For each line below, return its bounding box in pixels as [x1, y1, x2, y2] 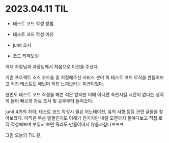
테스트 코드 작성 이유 [12, 31, 54, 37]
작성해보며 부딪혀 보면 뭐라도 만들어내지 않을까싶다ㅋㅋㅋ [10, 121, 124, 127]
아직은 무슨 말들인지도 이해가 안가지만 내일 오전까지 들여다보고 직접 [24, 115, 158, 121]
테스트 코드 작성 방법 [12, 20, 54, 26]
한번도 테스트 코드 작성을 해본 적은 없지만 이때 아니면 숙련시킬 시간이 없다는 [5, 91, 155, 97]
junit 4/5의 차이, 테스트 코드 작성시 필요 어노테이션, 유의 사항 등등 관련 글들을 [5, 109, 158, 115]
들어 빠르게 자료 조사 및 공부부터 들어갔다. [10, 97, 94, 104]
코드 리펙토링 [12, 53, 39, 59]
